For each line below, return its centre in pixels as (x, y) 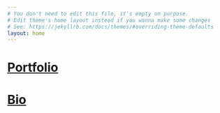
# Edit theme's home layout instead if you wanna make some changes (109, 20)
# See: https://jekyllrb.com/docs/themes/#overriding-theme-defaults (111, 27)
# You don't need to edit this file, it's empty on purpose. (98, 14)
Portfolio (33, 68)
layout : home (26, 33)
